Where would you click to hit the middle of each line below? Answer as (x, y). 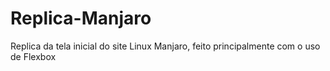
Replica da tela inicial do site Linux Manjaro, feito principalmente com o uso (165, 46)
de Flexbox (33, 56)
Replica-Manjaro (81, 18)
